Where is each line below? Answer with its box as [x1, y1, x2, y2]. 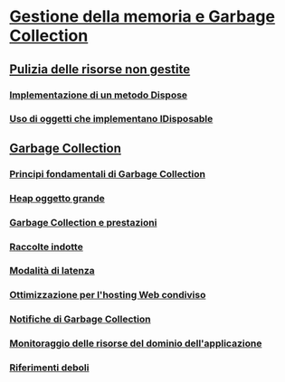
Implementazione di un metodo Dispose [9, 89, 188, 101]
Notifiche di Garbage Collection [9, 313, 151, 326]
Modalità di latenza [9, 265, 95, 277]
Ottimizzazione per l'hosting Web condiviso [9, 289, 206, 302]
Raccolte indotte [9, 240, 83, 253]
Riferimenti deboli [9, 361, 90, 374]
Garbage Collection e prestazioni [9, 216, 157, 228]
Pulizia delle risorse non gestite [9, 61, 191, 77]
